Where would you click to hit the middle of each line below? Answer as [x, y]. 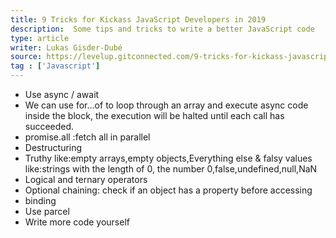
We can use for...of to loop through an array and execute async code [166, 105]
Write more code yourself [77, 222]
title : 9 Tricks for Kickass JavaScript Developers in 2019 [138, 19]
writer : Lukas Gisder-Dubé [66, 47]
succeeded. [49, 126]
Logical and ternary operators [86, 179]
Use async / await [62, 94]
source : [26, 57]
